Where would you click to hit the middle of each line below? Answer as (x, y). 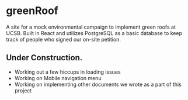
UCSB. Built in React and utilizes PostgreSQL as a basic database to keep (94, 33)
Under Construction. (44, 58)
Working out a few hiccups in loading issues (67, 72)
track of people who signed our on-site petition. (64, 39)
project (23, 90)
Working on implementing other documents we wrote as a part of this (98, 84)
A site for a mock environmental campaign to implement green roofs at (91, 27)
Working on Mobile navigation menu (58, 78)
